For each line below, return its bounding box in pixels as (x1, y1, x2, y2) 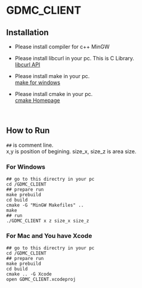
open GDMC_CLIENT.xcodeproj (6, 277, 76, 283)
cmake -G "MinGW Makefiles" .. (6, 202, 84, 209)
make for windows (14, 79, 61, 86)
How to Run (6, 126, 50, 136)
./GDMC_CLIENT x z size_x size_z (6, 218, 89, 224)
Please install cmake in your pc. (14, 91, 93, 97)
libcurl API (14, 61, 41, 68)
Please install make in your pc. (14, 73, 90, 79)
